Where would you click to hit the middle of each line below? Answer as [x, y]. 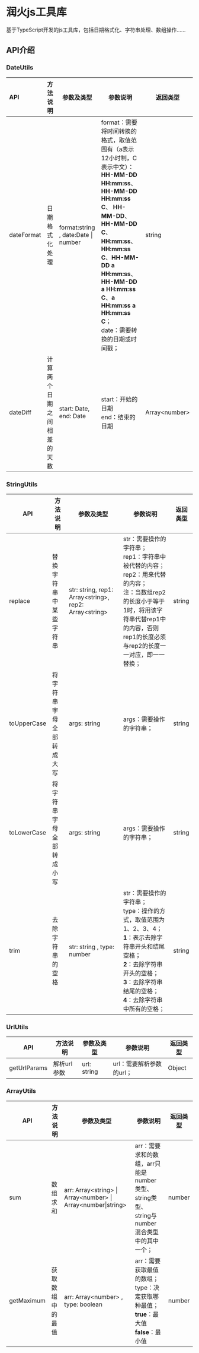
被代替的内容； [144, 565]
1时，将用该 [140, 610]
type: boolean [83, 1304]
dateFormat [25, 235]
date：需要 [116, 330]
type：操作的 [141, 911]
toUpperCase [28, 723]
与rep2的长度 [142, 646]
